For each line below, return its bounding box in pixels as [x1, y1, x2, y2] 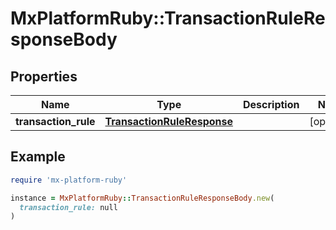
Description [243, 98, 300, 111]
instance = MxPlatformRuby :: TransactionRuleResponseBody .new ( [10, 193, 275, 203]
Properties [10, 68, 78, 85]
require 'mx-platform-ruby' [10, 175, 128, 185]
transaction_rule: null [19, 202, 118, 212]
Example [10, 148, 66, 166]
